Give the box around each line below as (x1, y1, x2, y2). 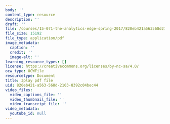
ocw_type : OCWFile (5, 69, 44, 74)
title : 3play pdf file (5, 78, 53, 83)
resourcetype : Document (5, 73, 56, 78)
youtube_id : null (10, 111, 47, 116)
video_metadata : (5, 106, 39, 111)
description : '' (5, 17, 39, 22)
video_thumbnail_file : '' (10, 97, 65, 102)
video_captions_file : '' (10, 92, 62, 97)
